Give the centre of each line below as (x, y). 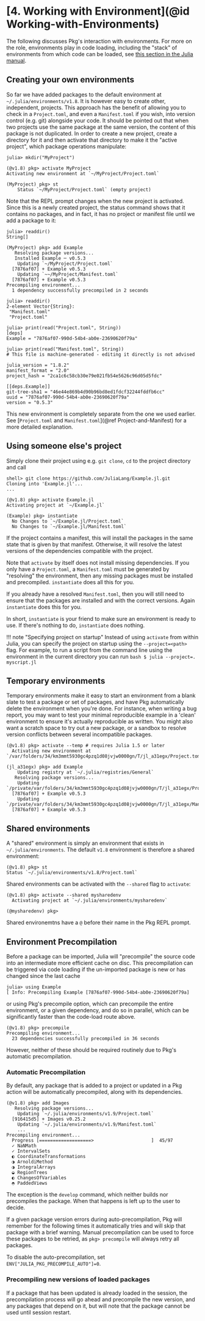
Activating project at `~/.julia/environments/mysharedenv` (90, 901)
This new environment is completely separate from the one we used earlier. (101, 414)
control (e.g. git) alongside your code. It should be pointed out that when (98, 120)
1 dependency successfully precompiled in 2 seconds (80, 290)
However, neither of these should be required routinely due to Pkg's (92, 1050)
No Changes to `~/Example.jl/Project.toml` (68, 521)
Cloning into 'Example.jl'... (45, 483)
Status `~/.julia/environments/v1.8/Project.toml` (72, 873)
